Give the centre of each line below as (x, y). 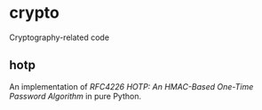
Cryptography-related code (59, 37)
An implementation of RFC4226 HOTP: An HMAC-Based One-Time (131, 86)
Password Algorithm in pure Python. (75, 96)
